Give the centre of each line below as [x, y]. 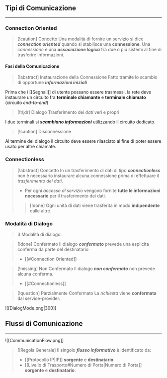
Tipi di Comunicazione [41, 8]
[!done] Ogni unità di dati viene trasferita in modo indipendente [95, 205]
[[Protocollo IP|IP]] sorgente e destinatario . [70, 360]
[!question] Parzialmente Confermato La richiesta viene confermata [87, 293]
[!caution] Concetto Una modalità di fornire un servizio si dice [80, 39]
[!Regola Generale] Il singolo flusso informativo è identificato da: [84, 350]
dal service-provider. [39, 298]
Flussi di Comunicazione [44, 324]
